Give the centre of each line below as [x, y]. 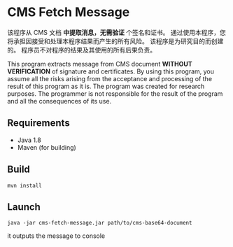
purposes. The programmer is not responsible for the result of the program [115, 93]
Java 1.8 [29, 140]
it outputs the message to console [56, 236]
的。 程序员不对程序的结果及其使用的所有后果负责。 [82, 50]
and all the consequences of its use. [59, 101]
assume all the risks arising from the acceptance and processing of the [110, 78]
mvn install [24, 185]
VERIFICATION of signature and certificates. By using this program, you [111, 71]
